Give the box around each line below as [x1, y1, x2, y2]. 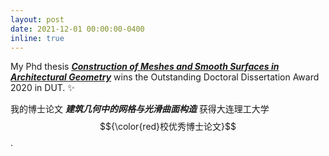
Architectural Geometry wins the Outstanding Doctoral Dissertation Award [10, 71, 320, 83]
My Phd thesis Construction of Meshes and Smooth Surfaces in [10, 61, 280, 73]
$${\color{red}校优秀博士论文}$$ [99, 121, 237, 133]
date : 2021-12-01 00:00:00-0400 [10, 24, 145, 34]
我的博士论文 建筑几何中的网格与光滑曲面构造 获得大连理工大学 [10, 103, 270, 115]
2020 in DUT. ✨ [10, 82, 75, 94]
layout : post [10, 14, 65, 25]
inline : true [10, 33, 65, 43]
